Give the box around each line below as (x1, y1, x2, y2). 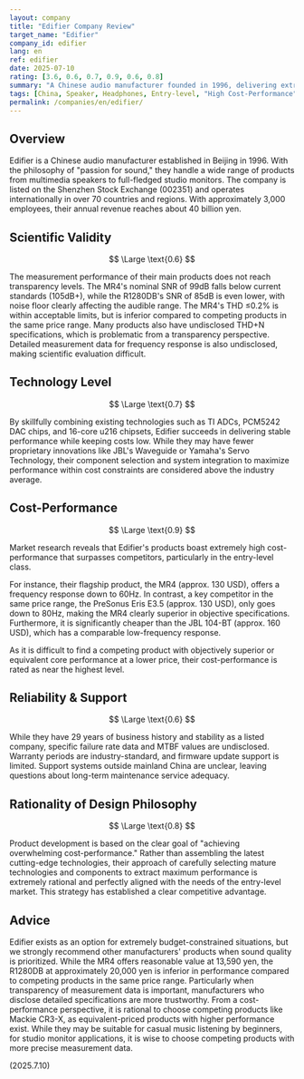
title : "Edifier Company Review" (9, 22, 136, 31)
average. (9, 473, 43, 485)
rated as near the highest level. (9, 664, 125, 675)
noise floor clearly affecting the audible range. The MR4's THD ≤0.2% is (9, 300, 279, 311)
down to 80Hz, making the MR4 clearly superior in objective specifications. (9, 608, 290, 618)
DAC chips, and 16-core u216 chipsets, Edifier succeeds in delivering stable (9, 425, 291, 436)
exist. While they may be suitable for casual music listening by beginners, (9, 1024, 283, 1035)
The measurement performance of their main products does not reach (9, 271, 271, 282)
